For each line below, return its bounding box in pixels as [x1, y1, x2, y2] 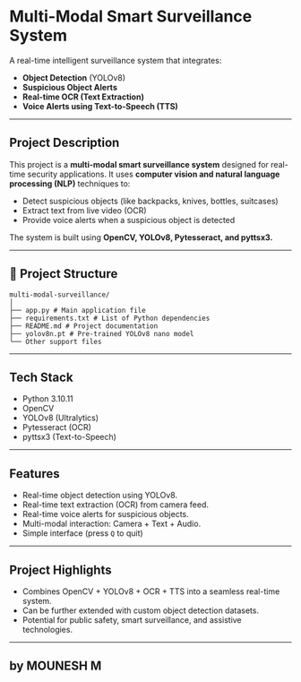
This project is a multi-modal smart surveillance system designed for [9, 159, 269, 169]
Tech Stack [9, 369, 73, 384]
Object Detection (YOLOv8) [21, 72, 126, 82]
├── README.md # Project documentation [9, 321, 159, 331]
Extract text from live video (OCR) [21, 204, 147, 216]
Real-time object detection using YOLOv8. [21, 490, 177, 501]
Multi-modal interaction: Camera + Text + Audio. [21, 518, 202, 530]
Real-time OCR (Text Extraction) [21, 91, 145, 102]
